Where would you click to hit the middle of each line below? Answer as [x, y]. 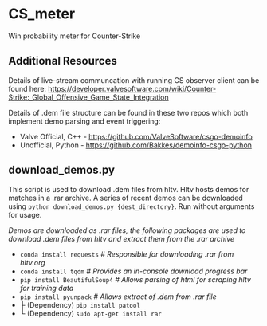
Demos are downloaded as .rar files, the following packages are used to [127, 230]
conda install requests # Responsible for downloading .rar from [127, 254]
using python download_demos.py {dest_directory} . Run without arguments [132, 206]
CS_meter [42, 14]
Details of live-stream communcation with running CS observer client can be [134, 80]
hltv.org [32, 262]
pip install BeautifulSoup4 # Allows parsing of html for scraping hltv [135, 279]
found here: [27, 88]
